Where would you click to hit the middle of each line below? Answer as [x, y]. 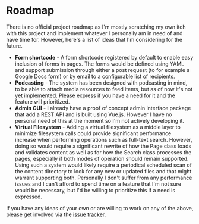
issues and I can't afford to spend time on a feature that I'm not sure [98, 184]
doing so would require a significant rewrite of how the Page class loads [103, 146]
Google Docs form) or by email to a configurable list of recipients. [95, 76]
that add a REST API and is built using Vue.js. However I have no [93, 114]
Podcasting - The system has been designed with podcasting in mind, [101, 83]
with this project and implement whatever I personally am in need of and [94, 33]
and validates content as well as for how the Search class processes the [103, 152]
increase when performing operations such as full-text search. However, [103, 139]
